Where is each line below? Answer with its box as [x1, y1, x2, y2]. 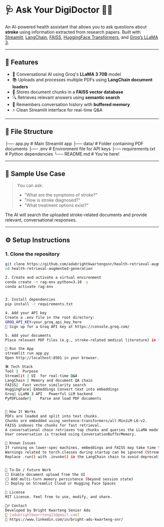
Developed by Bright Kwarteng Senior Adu [5, 507, 91, 513]
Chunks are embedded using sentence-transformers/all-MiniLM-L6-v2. [5, 418, 147, 423]
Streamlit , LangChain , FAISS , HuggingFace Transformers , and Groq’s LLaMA [5, 34, 159, 40]
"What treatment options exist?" [24, 202, 89, 208]
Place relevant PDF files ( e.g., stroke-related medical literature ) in [5, 337, 156, 343]
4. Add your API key [5, 310, 47, 316]
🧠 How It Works [5, 409, 36, 414]
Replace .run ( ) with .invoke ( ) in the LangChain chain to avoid [5, 454, 139, 459]
